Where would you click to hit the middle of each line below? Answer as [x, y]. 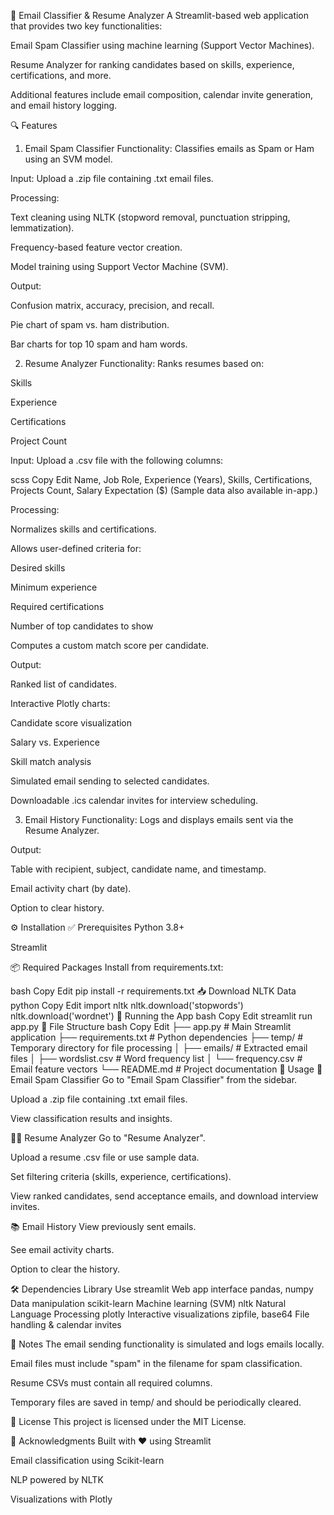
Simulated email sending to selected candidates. [110, 781]
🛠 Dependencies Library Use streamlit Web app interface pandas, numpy [162, 1289]
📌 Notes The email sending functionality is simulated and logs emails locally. [167, 1344]
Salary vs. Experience [55, 742]
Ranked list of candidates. [64, 684]
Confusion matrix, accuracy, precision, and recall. [112, 305]
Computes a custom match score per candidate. [110, 645]
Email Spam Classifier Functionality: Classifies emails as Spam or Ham [169, 148]
